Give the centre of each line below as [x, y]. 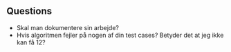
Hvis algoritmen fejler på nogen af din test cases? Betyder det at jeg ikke [120, 35]
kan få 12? [31, 42]
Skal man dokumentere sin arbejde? [67, 27]
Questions [29, 11]
